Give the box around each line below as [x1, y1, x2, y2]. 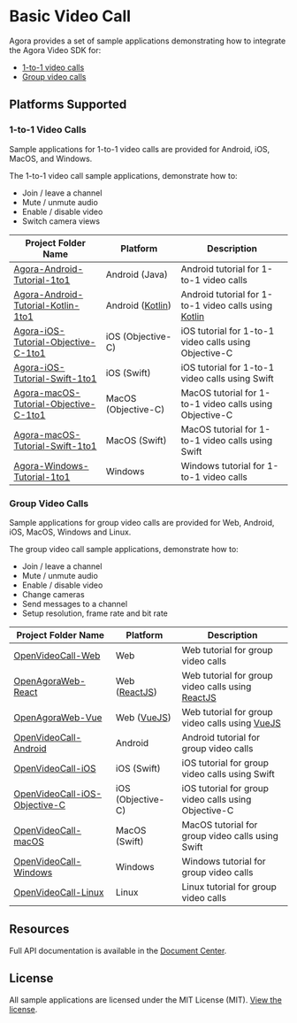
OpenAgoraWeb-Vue [13, 711, 103, 723]
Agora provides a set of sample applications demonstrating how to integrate [9, 35, 286, 46]
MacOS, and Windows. [9, 153, 93, 164]
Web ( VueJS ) [115, 711, 171, 723]
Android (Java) [105, 268, 168, 281]
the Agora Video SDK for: [9, 44, 102, 55]
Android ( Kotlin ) [105, 299, 172, 312]
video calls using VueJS [181, 717, 281, 729]
